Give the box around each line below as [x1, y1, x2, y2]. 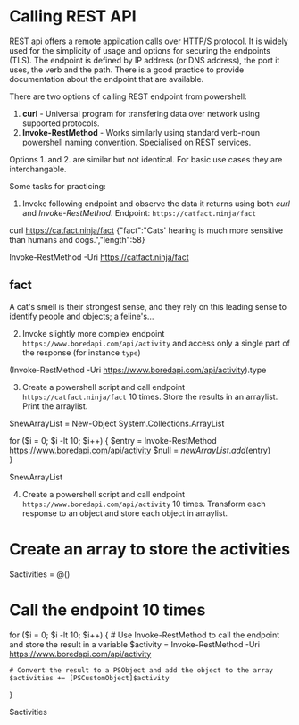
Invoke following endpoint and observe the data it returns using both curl [21, 198, 291, 209]
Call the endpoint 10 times [9, 600, 206, 620]
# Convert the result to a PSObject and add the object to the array [9, 665, 274, 675]
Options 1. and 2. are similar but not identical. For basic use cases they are [9, 154, 283, 164]
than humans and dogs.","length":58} [9, 234, 145, 245]
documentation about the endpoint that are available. [9, 73, 204, 84]
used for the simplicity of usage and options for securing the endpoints [9, 45, 270, 55]
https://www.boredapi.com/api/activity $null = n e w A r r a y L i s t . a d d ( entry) [9, 445, 270, 455]
